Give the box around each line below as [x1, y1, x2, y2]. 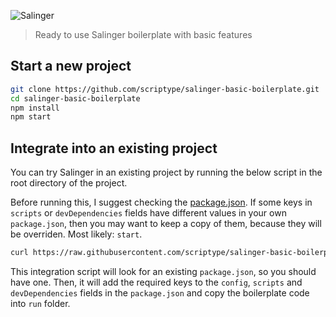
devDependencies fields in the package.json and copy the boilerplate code [10, 287, 310, 299]
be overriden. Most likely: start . [10, 228, 143, 240]
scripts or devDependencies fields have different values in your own [10, 207, 287, 219]
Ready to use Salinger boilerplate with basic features [34, 29, 253, 40]
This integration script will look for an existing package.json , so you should [10, 266, 317, 277]
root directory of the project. [10, 177, 128, 189]
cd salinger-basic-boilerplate [10, 93, 141, 104]
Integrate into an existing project [10, 140, 218, 157]
